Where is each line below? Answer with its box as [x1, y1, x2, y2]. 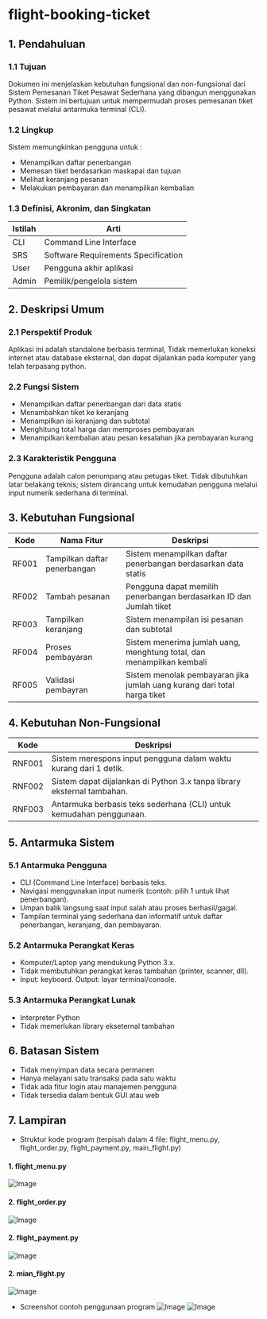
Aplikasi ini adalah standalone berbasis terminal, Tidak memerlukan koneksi [8, 344, 256, 355]
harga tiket [126, 689, 165, 700]
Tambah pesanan [44, 591, 110, 602]
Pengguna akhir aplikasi [44, 262, 133, 273]
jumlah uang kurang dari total [126, 679, 235, 690]
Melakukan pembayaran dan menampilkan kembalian [19, 183, 195, 192]
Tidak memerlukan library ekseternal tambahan [19, 1021, 175, 1030]
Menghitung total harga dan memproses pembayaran [19, 425, 195, 434]
